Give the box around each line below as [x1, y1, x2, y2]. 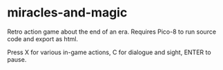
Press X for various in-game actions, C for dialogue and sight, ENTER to [7, 48, 212, 56]
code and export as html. [7, 34, 78, 43]
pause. [7, 55, 27, 63]
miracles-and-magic [7, 5, 128, 21]
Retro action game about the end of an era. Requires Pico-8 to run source [7, 27, 216, 36]
